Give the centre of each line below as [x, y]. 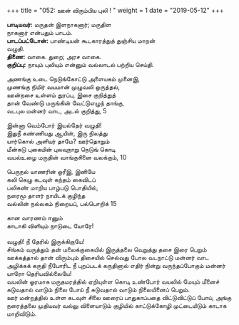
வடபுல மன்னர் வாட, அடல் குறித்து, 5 [57, 111]
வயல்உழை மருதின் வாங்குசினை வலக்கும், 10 [67, 157]
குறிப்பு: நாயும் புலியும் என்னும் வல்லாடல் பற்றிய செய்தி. [80, 65]
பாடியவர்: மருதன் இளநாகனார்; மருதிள [59, 25]
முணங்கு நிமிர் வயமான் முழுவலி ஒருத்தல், [63, 87]
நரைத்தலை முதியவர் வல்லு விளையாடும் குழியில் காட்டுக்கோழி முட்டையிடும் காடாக [117, 305]
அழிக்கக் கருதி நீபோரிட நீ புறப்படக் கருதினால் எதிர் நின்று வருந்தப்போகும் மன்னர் [116, 265]
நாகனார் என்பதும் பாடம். [40, 32]
